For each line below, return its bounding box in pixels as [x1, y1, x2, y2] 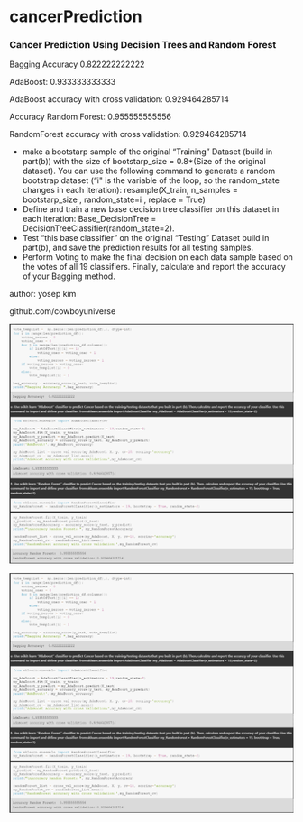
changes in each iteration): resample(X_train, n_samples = [22, 185, 239, 196]
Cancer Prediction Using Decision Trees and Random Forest [9, 39, 277, 51]
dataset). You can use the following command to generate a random [22, 165, 276, 177]
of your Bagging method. [22, 271, 115, 282]
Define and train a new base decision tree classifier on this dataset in [22, 204, 280, 215]
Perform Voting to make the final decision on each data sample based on [22, 252, 293, 263]
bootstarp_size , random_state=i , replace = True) [22, 194, 206, 205]
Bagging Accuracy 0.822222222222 [9, 59, 145, 69]
